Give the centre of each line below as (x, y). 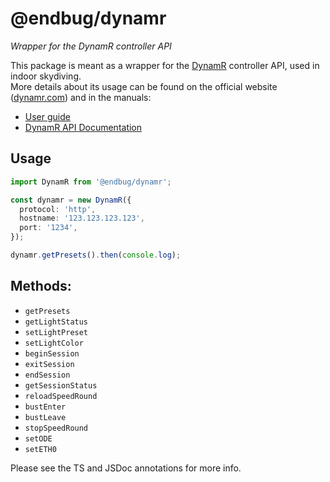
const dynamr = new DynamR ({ (71, 200)
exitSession (49, 364)
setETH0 (40, 449)
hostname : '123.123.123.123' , (82, 218)
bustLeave (45, 417)
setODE (38, 438)
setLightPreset (56, 332)
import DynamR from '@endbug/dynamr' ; (91, 182)
